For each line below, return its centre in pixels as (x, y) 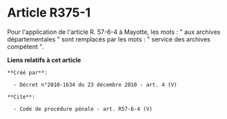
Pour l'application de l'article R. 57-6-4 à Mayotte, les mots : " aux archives (114, 32)
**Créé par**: (28, 73)
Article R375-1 (49, 13)
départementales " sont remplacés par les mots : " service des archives (109, 39)
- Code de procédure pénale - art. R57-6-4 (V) (83, 109)
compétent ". (26, 46)
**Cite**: (21, 97)
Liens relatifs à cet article (44, 59)
